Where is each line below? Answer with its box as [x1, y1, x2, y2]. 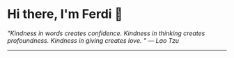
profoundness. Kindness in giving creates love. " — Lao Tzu [7, 36, 180, 44]
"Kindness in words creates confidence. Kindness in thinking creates [7, 29, 205, 37]
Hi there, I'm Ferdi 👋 [7, 6, 123, 22]
